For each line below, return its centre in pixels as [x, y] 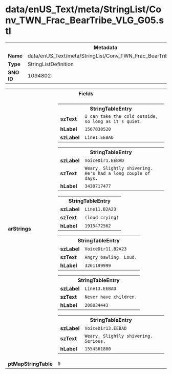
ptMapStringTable [30, 364]
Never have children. [111, 297]
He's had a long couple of [117, 173]
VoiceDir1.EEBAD [104, 160]
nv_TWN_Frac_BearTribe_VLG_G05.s [85, 20]
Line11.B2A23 [100, 209]
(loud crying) [102, 217]
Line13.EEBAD [100, 288]
